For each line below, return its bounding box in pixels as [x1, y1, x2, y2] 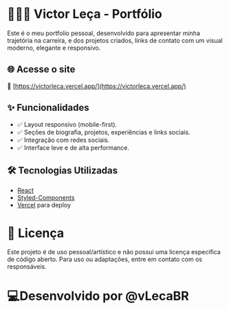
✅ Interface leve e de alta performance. [17, 143, 129, 152]
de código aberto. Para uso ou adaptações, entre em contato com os [7, 255, 203, 264]
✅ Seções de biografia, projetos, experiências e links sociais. [17, 127, 190, 136]
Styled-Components [17, 194, 75, 202]
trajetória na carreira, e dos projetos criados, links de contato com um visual [7, 36, 223, 44]
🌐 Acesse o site [7, 63, 76, 75]
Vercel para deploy [17, 201, 71, 209]
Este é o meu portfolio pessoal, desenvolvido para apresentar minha [7, 29, 201, 37]
